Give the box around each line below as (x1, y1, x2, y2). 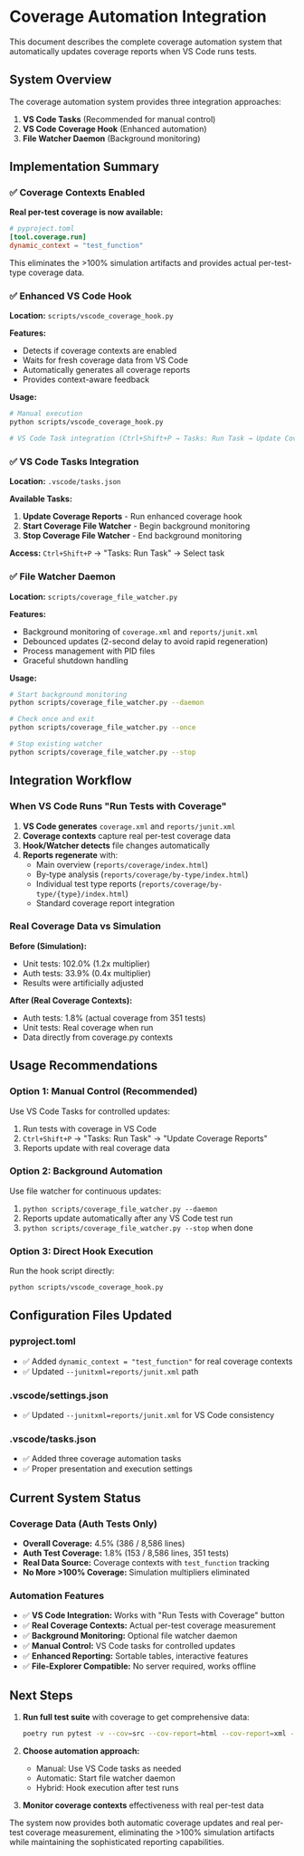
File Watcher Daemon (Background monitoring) (22, 133, 201, 144)
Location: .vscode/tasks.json (9, 476, 121, 487)
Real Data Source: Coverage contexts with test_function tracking (22, 1556, 270, 1567)
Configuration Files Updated (9, 1308, 173, 1323)
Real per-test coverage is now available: (9, 206, 164, 218)
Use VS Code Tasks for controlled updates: (9, 1106, 170, 1117)
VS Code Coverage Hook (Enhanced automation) (22, 123, 207, 134)
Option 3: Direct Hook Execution (9, 1244, 154, 1257)
